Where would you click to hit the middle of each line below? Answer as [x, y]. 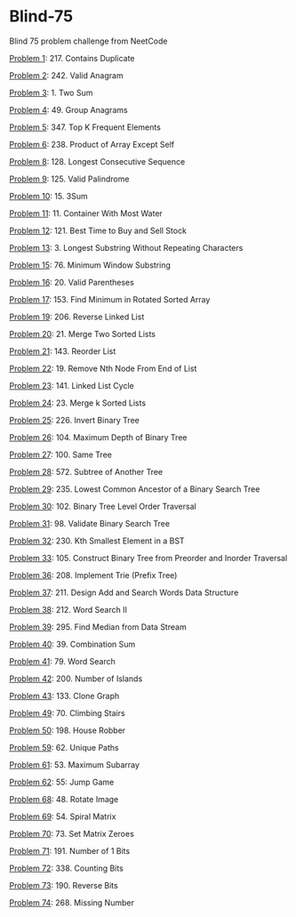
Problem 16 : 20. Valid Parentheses [72, 282]
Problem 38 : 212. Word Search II [68, 609]
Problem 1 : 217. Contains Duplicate [72, 58]
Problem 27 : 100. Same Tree [61, 454]
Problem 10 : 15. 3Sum [48, 196]
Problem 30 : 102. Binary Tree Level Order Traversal [103, 506]
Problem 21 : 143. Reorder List [63, 351]
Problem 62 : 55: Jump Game [62, 782]
